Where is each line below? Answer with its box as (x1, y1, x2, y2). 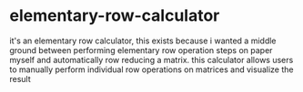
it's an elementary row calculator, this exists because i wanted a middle (9, 35, 277, 46)
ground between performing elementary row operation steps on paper (9, 44, 273, 55)
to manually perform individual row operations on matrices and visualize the (9, 64, 294, 75)
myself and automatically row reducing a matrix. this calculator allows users (9, 54, 294, 65)
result (9, 73, 32, 84)
